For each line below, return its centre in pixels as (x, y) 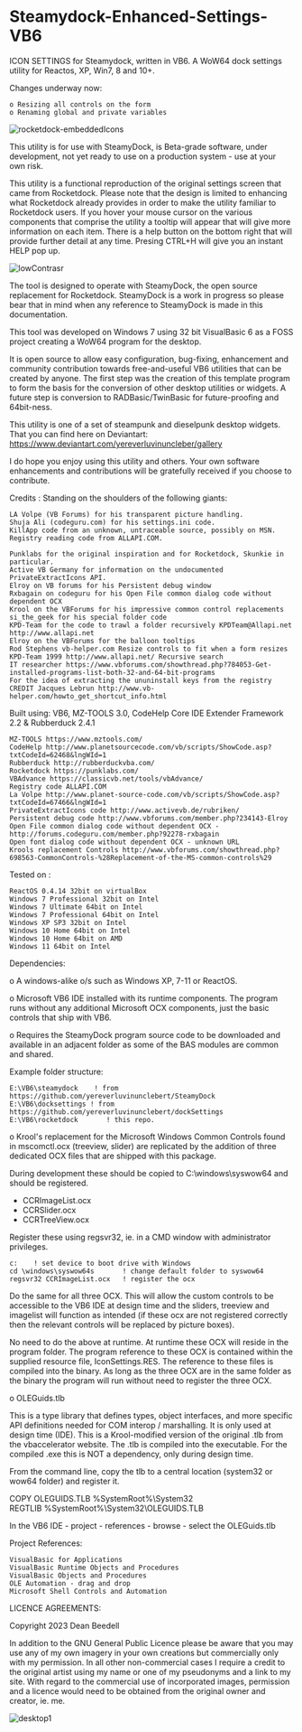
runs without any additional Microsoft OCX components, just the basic (139, 1007)
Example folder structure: (56, 1072)
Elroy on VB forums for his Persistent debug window (110, 585)
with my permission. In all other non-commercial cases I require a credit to (147, 1662)
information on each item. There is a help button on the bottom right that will (151, 231)
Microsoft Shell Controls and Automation (88, 1591)
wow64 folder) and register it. (64, 1481)
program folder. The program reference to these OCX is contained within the (151, 1352)
